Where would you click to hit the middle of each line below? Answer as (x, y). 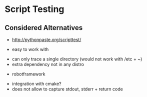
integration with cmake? (36, 84)
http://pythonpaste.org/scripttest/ (46, 39)
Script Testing (34, 9)
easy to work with (30, 49)
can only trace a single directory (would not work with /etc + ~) (77, 59)
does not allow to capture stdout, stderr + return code (67, 89)
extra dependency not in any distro (48, 64)
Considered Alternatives (44, 28)
